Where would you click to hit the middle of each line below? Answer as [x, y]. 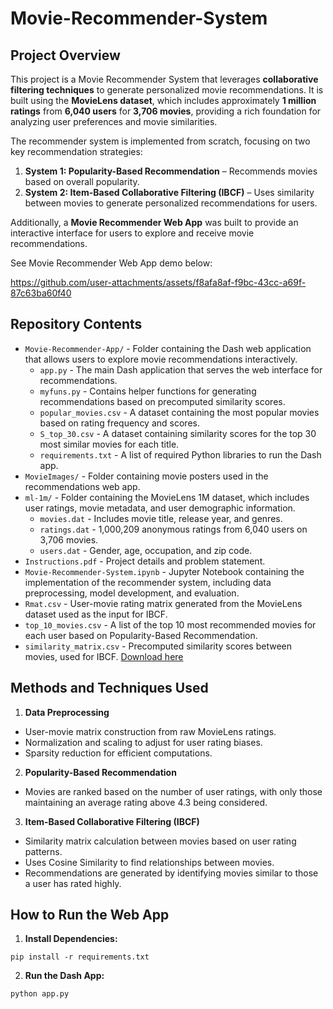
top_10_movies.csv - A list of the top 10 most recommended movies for [170, 624]
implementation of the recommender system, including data [148, 582]
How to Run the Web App [90, 915]
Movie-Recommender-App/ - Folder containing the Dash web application [168, 348]
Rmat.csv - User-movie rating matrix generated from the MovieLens [163, 603]
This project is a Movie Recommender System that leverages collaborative [164, 79]
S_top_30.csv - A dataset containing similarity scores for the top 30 [178, 433]
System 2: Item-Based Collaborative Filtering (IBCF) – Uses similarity [169, 192]
